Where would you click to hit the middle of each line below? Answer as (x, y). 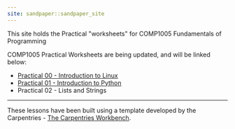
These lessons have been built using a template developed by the (102, 110)
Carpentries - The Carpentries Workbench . (69, 117)
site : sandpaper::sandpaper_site (56, 14)
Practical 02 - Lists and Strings (62, 90)
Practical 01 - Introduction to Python (69, 83)
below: (17, 62)
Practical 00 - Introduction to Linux (67, 75)
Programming (27, 41)
